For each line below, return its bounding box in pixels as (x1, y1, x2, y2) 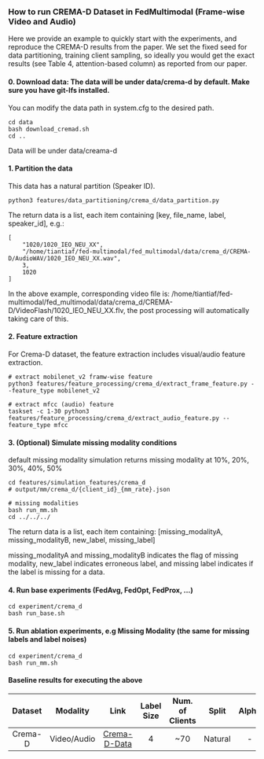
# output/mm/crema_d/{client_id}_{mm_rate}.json (8, 486, 170, 494)
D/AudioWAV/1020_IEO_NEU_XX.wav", (8, 254, 122, 262)
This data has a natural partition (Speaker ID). (8, 181, 156, 190)
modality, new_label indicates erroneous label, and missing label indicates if (8, 559, 254, 569)
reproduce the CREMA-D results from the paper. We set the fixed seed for (8, 42, 247, 52)
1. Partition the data (8, 164, 73, 173)
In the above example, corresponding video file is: (8, 289, 170, 298)
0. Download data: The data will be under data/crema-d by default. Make (8, 77, 250, 87)
